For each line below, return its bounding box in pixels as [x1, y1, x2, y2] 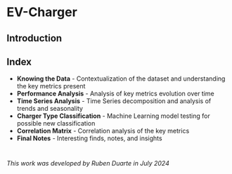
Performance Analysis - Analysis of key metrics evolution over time [16, 89, 215, 98]
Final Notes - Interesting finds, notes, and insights [16, 134, 162, 142]
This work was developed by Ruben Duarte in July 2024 [6, 159, 169, 167]
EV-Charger [6, 4, 78, 20]
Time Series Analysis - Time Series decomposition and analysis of [16, 97, 212, 105]
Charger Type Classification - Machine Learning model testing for [16, 112, 210, 120]
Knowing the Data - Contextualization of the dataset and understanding [16, 74, 226, 83]
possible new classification [16, 119, 96, 128]
